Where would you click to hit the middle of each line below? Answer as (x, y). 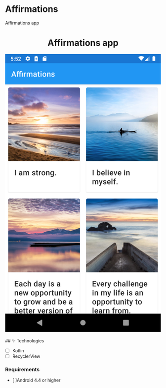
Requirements (22, 369)
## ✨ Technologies (25, 340)
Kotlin (18, 350)
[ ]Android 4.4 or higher (36, 380)
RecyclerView (26, 356)
